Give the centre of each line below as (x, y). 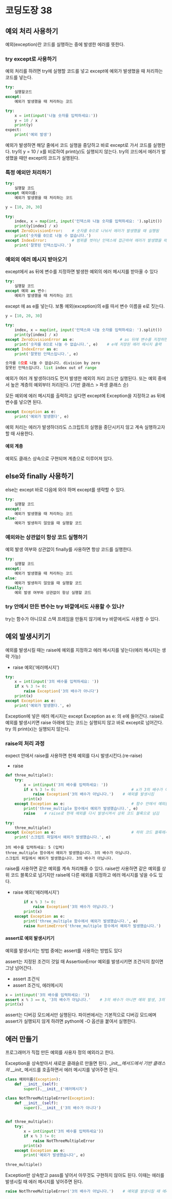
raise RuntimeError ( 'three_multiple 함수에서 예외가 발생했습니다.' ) (92, 926)
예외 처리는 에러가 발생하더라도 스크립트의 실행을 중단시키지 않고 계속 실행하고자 (85, 427)
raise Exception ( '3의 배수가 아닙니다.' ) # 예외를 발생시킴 (93, 794)
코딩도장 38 (29, 11)
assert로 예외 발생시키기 (30, 938)
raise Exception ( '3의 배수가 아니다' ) (61, 691)
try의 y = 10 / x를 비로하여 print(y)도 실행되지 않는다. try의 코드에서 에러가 (86, 151)
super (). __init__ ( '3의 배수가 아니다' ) (62, 1108)
